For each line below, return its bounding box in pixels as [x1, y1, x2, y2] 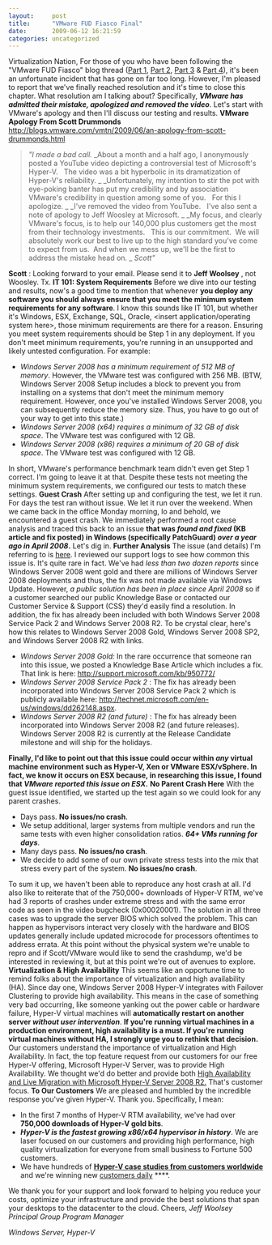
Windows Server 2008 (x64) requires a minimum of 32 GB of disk [19, 422, 240, 432]
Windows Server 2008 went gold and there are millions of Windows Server [8, 567, 258, 577]
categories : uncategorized [8, 34, 100, 43]
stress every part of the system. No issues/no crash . [19, 863, 198, 873]
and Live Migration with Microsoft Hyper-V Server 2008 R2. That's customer [8, 1077, 263, 1087]
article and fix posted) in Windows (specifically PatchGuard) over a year [8, 532, 257, 543]
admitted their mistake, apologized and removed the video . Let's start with [8, 100, 263, 109]
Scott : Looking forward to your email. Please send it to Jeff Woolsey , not [8, 269, 257, 279]
